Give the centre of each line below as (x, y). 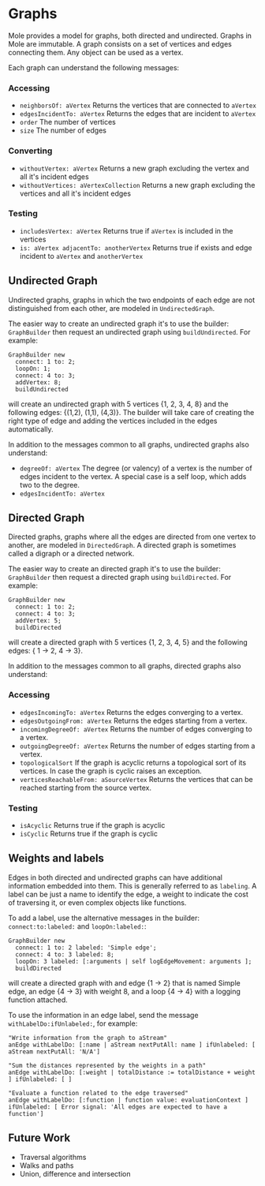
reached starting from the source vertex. (86, 788)
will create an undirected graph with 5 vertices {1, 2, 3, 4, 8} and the (118, 404)
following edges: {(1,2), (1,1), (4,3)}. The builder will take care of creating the (131, 412)
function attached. (38, 1000)
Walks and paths (47, 1165)
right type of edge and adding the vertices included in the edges (113, 421)
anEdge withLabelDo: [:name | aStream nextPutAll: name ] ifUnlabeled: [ (132, 1045)
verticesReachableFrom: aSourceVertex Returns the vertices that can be (136, 779)
